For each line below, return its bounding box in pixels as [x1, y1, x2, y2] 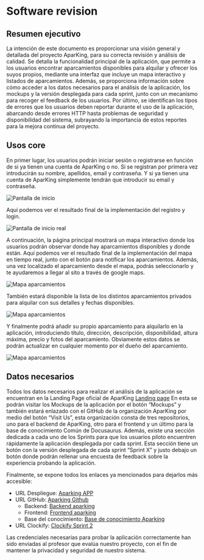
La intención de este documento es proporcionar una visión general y [6, 45, 181, 52]
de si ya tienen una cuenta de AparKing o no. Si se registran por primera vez [6, 163, 199, 170]
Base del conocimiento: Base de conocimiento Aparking [24, 515, 165, 523]
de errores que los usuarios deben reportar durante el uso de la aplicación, [6, 103, 195, 111]
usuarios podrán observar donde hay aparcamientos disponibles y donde [6, 242, 191, 250]
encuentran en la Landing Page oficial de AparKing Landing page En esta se [6, 394, 197, 401]
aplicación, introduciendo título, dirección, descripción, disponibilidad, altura [6, 329, 198, 336]
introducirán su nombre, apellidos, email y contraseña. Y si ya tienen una [6, 169, 189, 176]
